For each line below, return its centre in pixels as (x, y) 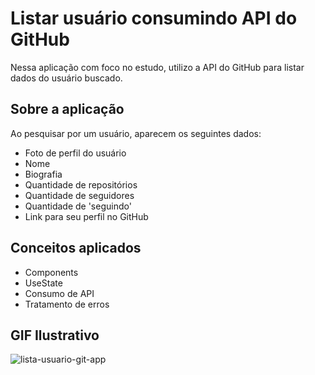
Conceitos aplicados (76, 248)
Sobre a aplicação (67, 109)
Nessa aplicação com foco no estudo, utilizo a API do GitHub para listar (157, 67)
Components (51, 272)
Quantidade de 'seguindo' (78, 206)
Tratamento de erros (67, 304)
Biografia (43, 174)
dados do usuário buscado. (66, 78)
